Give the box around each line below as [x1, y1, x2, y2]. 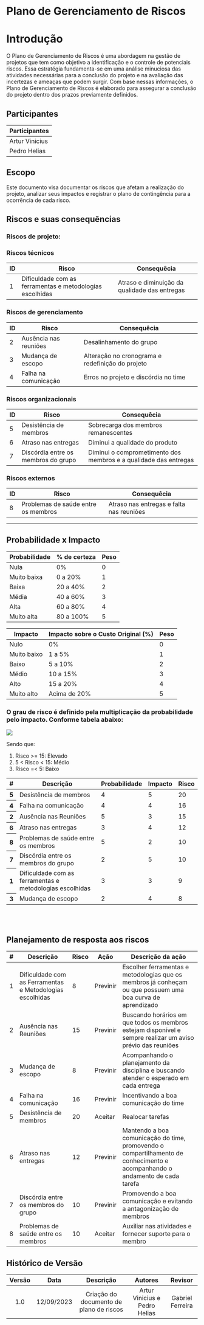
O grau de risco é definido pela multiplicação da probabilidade [6, 707, 193, 716]
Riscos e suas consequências [6, 214, 121, 224]
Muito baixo [9, 650, 43, 659]
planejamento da [122, 1059, 170, 1067]
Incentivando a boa [122, 1091, 177, 1100]
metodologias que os [122, 970, 182, 979]
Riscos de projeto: [6, 232, 61, 241]
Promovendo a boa [122, 1189, 177, 1198]
